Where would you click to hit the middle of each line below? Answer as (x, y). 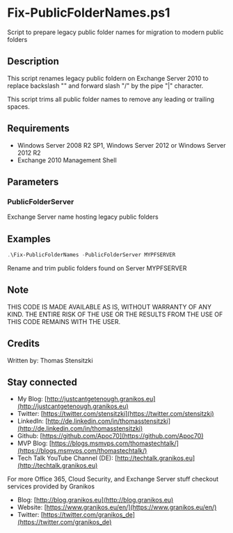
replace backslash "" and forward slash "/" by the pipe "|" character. (105, 86)
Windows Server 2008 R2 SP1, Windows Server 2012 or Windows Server (121, 145)
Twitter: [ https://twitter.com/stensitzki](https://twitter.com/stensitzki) (115, 414)
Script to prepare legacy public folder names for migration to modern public (115, 32)
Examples (29, 239)
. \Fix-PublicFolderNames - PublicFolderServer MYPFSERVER (91, 255)
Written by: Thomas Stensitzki (50, 360)
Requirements (38, 129)
